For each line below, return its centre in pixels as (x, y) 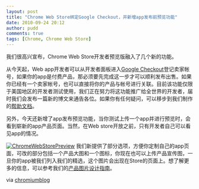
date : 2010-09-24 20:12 (36, 22)
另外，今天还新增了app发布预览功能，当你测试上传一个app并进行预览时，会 (99, 118)
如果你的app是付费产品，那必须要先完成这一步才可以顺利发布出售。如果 (104, 76)
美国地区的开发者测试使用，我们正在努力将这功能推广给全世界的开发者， (99, 91)
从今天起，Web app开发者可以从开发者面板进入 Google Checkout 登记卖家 (95, 69)
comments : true (25, 34)
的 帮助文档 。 (22, 106)
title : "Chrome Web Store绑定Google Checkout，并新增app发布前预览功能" (92, 17)
